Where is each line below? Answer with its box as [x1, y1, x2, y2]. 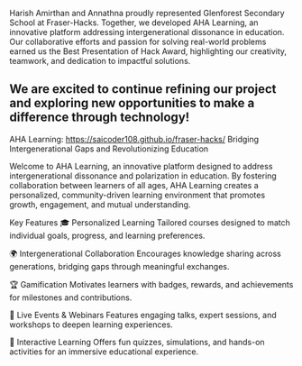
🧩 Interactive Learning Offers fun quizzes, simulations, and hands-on [9, 336, 265, 347]
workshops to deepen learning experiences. [9, 319, 173, 330]
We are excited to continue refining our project [9, 81, 277, 97]
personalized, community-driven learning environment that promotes [9, 189, 266, 200]
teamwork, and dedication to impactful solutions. [9, 56, 191, 66]
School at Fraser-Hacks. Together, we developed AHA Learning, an [9, 17, 259, 28]
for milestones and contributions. [9, 292, 133, 303]
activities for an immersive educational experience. [9, 346, 199, 357]
